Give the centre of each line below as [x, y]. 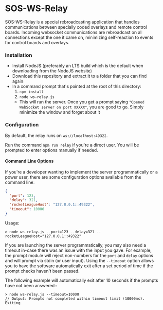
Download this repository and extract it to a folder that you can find [79, 76]
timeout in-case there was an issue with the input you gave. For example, [78, 250]
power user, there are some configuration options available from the [73, 177]
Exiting [13, 303]
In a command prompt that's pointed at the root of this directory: [77, 86]
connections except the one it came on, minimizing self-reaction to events [79, 37]
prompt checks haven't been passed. [42, 271]
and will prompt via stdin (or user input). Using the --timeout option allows [80, 260]
